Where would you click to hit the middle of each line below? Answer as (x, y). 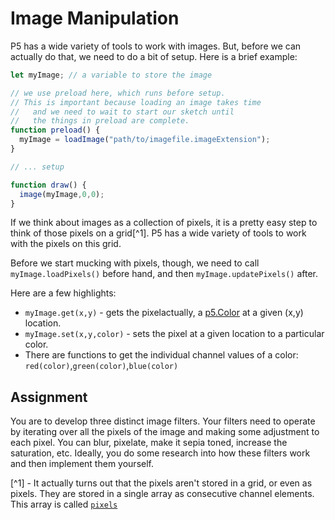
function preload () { (55, 130)
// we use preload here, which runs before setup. (118, 93)
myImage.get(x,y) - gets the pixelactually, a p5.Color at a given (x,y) (164, 313)
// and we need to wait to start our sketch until (122, 112)
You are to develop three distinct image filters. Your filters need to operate (163, 421)
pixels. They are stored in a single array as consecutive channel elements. (162, 494)
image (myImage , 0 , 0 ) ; (62, 194)
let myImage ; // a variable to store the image (111, 75)
